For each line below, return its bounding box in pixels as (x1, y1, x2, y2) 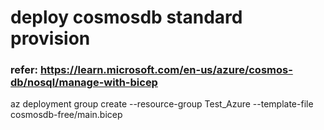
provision (10, 27, 91, 50)
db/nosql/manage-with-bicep (10, 76, 158, 90)
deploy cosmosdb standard (10, 6, 243, 29)
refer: (10, 63, 39, 77)
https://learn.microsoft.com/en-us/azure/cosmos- (39, 63, 293, 77)
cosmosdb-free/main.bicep (10, 109, 123, 121)
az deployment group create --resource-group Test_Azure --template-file (10, 98, 314, 110)
